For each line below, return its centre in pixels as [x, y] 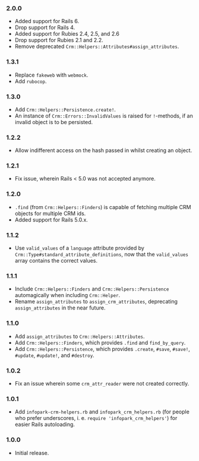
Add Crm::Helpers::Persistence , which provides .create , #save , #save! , [102, 349]
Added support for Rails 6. [47, 21]
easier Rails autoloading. [45, 424]
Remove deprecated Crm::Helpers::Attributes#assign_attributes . [97, 46]
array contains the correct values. [56, 261]
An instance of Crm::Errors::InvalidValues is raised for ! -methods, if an [104, 116]
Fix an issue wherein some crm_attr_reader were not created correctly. [102, 383]
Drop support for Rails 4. [45, 27]
